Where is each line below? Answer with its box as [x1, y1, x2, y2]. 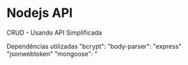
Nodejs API [6, 5, 73, 21]
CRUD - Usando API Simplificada [6, 28, 103, 37]
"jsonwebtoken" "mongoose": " [6, 49, 98, 58]
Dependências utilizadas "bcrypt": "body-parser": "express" [6, 42, 182, 50]
